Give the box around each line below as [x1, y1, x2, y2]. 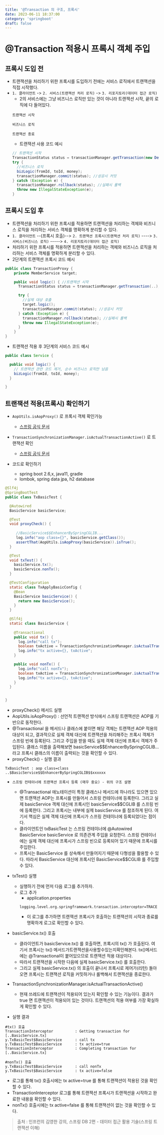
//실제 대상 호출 [22, 298, 52, 303]
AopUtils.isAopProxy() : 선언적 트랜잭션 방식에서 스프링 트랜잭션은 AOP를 [12, 713, 154, 719]
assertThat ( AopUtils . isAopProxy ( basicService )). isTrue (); [16, 540, 137, 545]
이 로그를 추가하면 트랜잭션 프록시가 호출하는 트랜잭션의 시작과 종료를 [26, 914, 159, 920]
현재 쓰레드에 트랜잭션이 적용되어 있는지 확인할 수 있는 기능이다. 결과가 [19, 991, 154, 997]
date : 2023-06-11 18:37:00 [5, 12, 60, 17]
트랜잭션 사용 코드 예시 [19, 141, 63, 147]
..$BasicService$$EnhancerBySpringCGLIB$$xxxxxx [5, 770, 106, 775]
